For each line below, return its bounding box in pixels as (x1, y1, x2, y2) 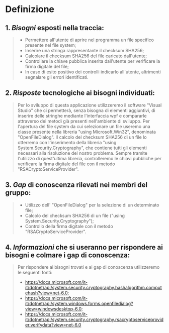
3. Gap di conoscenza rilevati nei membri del (5, 181, 147, 189)
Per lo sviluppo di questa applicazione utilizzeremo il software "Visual (17, 102, 162, 108)
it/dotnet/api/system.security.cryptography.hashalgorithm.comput (25, 285, 162, 291)
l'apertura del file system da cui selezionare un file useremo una (17, 123, 151, 129)
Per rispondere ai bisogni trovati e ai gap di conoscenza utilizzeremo (17, 264, 160, 270)
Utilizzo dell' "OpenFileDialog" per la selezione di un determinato (25, 202, 159, 208)
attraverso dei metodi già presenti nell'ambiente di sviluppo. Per (17, 118, 150, 124)
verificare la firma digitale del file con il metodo (17, 161, 115, 167)
